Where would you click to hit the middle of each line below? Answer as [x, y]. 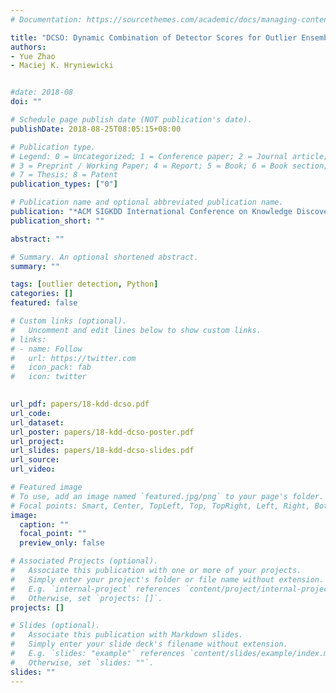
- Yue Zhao [33, 56]
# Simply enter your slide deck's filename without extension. [149, 644]
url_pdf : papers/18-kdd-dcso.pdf [80, 404]
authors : [28, 47]
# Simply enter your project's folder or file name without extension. [167, 579]
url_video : [33, 469]
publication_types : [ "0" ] [64, 184]
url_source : [35, 460]
